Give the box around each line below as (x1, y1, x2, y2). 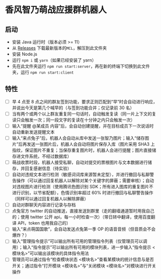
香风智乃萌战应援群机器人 (5, 4, 107, 16)
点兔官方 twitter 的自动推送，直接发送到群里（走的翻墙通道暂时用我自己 (12, 208, 155, 214)
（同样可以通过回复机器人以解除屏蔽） (12, 196, 88, 202)
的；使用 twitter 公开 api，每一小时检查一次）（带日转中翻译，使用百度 (12, 214, 151, 220)
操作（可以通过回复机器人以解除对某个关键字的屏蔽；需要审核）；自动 (16, 178, 154, 183)
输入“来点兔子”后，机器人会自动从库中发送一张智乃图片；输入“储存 (12, 135, 145, 141)
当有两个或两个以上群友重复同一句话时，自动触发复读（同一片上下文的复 (12, 111, 156, 116)
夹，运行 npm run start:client (12, 69, 74, 75)
